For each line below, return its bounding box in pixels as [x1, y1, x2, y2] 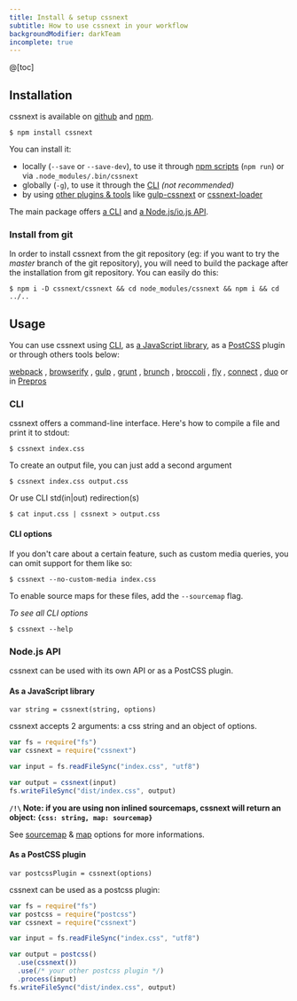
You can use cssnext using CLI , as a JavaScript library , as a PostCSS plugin [9, 340, 285, 351]
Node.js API [9, 645, 61, 657]
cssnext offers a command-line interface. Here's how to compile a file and [9, 418, 280, 429]
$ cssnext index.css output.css [9, 477, 129, 486]
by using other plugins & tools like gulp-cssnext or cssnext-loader [21, 190, 263, 200]
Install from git [9, 228, 74, 240]
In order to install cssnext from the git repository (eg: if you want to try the [9, 249, 280, 260]
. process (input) [17, 974, 77, 983]
